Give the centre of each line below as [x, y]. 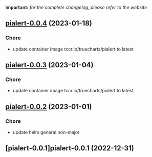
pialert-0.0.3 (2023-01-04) [49, 65]
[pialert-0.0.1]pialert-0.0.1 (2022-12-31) [70, 148]
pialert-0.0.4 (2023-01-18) [49, 23]
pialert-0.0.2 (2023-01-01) [49, 107]
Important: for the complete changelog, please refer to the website [76, 7]
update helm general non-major [46, 133]
